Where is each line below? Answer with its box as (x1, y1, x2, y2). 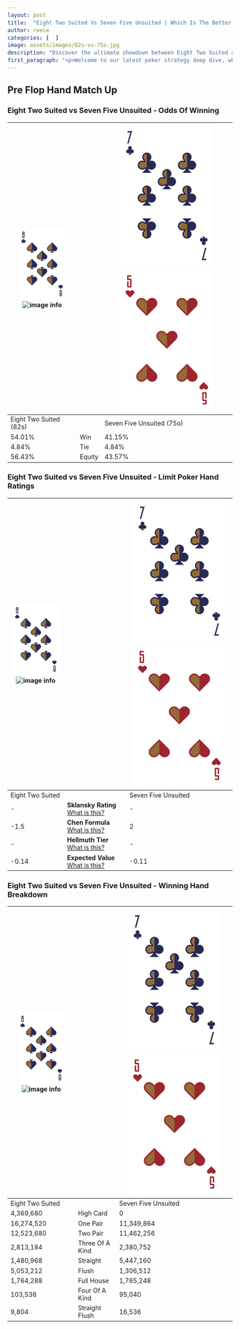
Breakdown (7, 890, 48, 900)
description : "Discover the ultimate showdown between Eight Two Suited (7, 49, 229, 56)
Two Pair (78, 1229, 104, 1238)
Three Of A (78, 1239, 111, 1248)
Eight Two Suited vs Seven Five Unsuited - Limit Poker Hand (7, 472, 219, 482)
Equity (79, 452, 99, 461)
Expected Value (66, 853, 116, 862)
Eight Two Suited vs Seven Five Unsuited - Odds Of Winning (7, 106, 220, 116)
